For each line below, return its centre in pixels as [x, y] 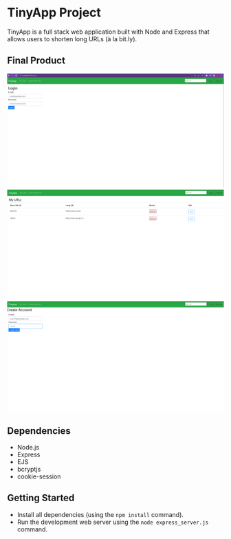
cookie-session [39, 476]
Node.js [28, 447]
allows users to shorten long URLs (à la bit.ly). [72, 38]
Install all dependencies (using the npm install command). [100, 514]
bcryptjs [29, 469]
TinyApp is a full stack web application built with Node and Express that [108, 32]
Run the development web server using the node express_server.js [113, 522]
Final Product [36, 61]
